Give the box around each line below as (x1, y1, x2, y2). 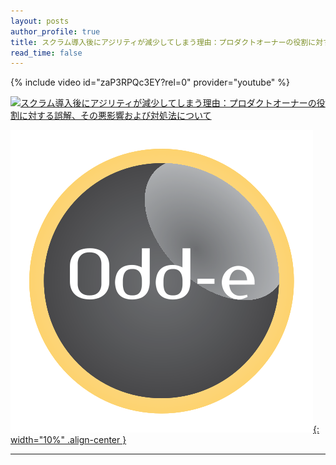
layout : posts (10, 16, 70, 26)
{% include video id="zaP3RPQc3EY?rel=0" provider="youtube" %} (10, 76, 291, 89)
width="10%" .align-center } (10, 434, 127, 446)
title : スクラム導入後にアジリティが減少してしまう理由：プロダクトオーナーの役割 (10, 37, 309, 47)
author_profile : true (10, 26, 101, 37)
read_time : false (10, 48, 83, 58)
